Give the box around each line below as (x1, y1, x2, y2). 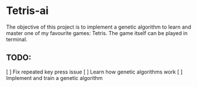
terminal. (6, 36, 28, 43)
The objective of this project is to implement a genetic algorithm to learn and (6, 23, 191, 30)
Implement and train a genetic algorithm (6, 74, 103, 81)
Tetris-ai (6, 4, 49, 18)
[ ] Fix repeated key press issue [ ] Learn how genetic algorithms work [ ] (6, 68, 183, 75)
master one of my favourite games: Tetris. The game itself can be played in (6, 29, 188, 36)
